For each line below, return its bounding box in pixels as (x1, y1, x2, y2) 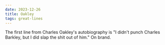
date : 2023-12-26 (5, 7, 41, 12)
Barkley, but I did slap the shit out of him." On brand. (5, 34, 111, 40)
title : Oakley (5, 12, 34, 16)
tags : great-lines (5, 16, 43, 21)
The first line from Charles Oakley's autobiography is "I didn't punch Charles (5, 30, 160, 35)
